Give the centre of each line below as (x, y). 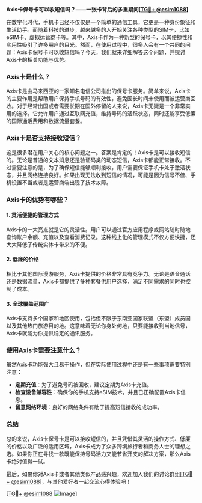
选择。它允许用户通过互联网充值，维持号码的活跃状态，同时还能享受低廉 (106, 114)
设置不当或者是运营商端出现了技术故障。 (61, 182)
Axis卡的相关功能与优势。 (38, 60)
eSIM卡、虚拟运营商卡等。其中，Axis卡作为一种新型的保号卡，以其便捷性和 (99, 37)
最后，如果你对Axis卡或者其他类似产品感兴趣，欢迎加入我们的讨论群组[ (94, 474)
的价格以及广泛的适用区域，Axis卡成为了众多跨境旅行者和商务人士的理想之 (99, 446)
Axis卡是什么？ (29, 76)
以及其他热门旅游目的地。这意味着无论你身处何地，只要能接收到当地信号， (98, 326)
